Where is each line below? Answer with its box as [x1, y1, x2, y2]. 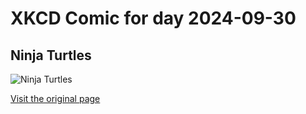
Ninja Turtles [10, 47, 92, 64]
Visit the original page [10, 93, 101, 104]
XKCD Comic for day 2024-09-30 [10, 7, 297, 30]
